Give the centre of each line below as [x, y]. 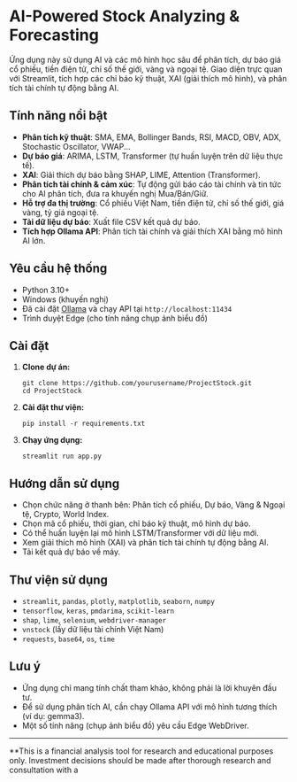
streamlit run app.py [61, 457]
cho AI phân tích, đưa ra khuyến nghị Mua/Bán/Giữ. [115, 193]
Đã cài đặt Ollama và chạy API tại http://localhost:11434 [127, 308]
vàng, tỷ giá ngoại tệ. [60, 212]
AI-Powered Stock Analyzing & [125, 16]
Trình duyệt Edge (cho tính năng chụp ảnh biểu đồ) [114, 318]
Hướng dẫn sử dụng [65, 483]
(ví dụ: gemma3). [53, 716]
